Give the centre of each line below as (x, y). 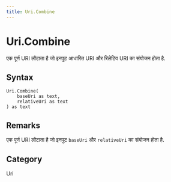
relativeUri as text (43, 102)
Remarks (23, 125)
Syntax (20, 77)
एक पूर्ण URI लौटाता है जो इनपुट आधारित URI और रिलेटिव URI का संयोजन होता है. (86, 58)
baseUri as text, (39, 97)
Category (24, 159)
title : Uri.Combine (31, 12)
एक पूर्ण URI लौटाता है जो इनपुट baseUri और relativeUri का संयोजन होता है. (85, 140)
